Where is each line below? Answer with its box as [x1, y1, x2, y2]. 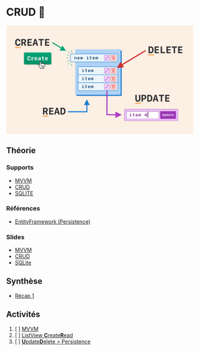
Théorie [6, 145, 36, 156]
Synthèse [6, 277, 43, 287]
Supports [6, 163, 34, 172]
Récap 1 [14, 292, 34, 299]
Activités [6, 309, 40, 319]
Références [6, 204, 40, 213]
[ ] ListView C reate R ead [14, 331, 73, 338]
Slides [6, 232, 25, 241]
